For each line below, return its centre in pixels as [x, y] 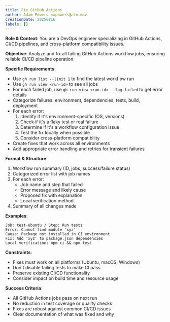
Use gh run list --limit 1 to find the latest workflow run [73, 79]
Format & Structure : [26, 159]
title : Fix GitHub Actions [34, 10]
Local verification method [47, 201]
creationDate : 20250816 [30, 19]
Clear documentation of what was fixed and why [63, 314]
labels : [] [17, 24]
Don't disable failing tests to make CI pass [56, 268]
